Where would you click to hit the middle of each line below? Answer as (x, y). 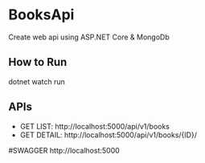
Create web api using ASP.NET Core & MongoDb (89, 37)
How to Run (38, 62)
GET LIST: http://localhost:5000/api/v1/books (95, 126)
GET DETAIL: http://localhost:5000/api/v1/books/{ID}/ (108, 135)
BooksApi (41, 15)
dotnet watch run (37, 81)
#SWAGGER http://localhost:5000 (64, 150)
